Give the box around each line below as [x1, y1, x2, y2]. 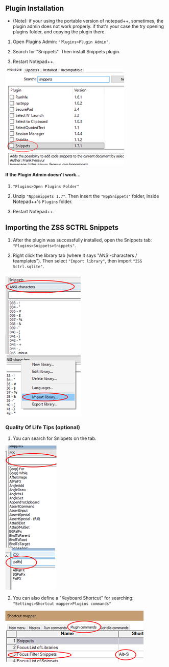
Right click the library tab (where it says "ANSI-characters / [12, 252, 137, 258]
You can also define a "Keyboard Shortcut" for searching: [12, 595, 134, 601]
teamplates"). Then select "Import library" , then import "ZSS [12, 257, 142, 264]
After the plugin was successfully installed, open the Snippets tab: [12, 237, 152, 243]
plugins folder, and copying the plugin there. [12, 28, 106, 35]
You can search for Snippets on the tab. [12, 435, 96, 441]
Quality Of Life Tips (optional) [5, 423, 80, 431]
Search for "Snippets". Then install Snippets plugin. [12, 48, 121, 54]
